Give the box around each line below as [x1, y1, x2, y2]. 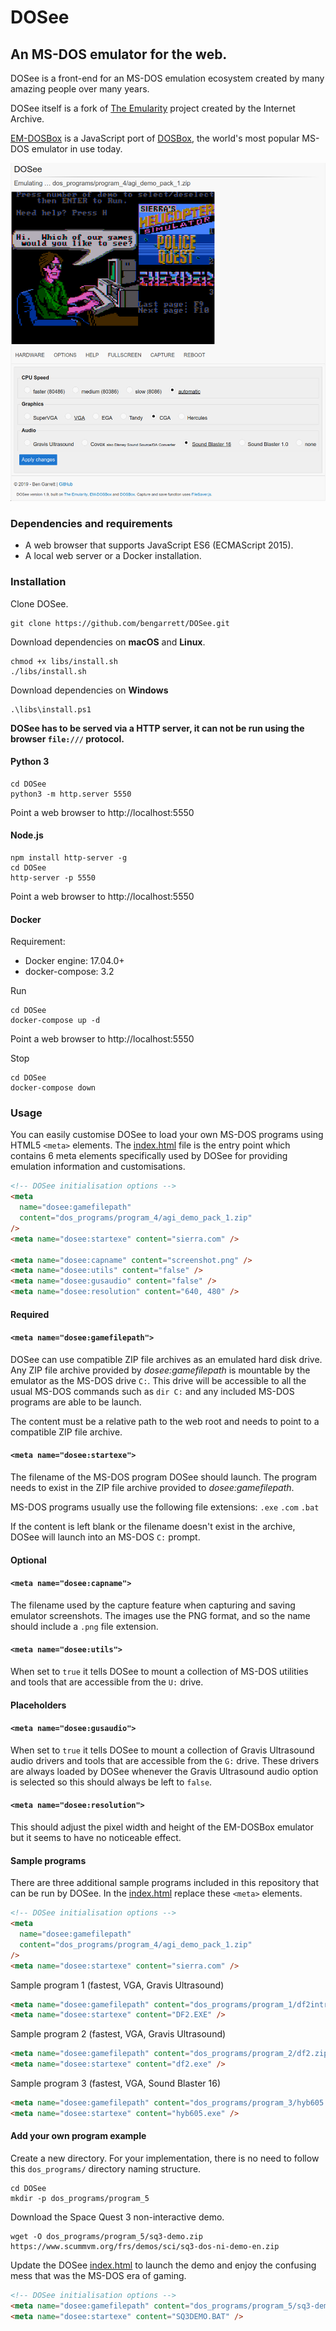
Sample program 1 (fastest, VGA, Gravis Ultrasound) [10, 1979, 225, 1991]
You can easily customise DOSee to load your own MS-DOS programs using [10, 1129, 324, 1141]
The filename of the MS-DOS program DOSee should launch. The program [10, 1471, 317, 1483]
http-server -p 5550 [10, 872, 97, 883]
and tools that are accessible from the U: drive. [10, 1676, 204, 1688]
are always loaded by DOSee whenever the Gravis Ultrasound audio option [10, 1765, 319, 1777]
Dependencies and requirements [10, 516, 173, 530]
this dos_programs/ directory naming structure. [10, 2163, 202, 2175]
